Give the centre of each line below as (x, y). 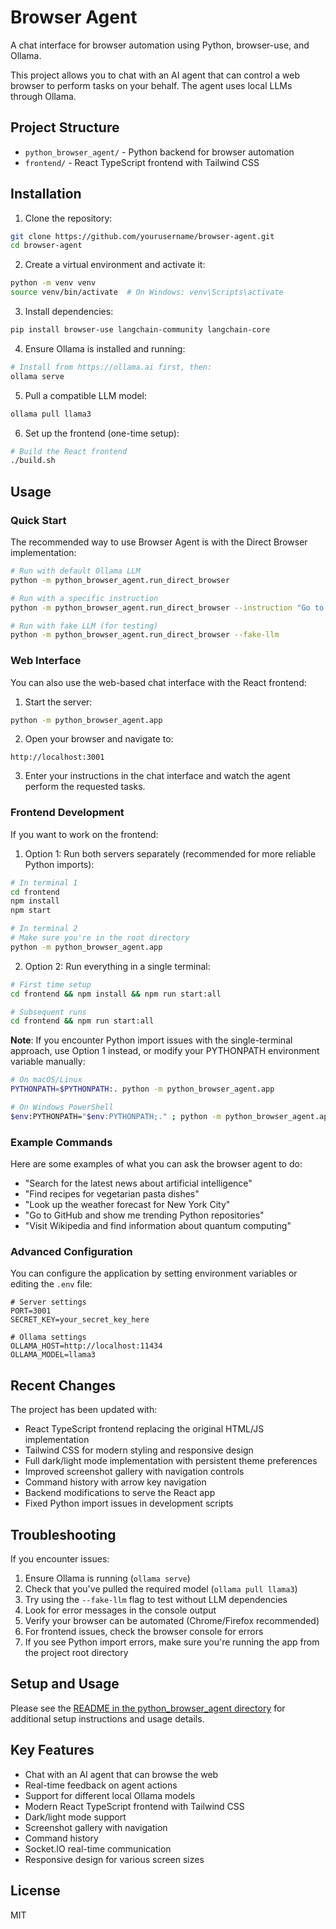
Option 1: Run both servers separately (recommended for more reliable (170, 853)
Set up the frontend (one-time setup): (102, 433)
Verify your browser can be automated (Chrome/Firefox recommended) (172, 1621)
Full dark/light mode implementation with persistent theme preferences (171, 1461)
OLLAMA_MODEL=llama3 (53, 1355)
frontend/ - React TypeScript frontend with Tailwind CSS (142, 162)
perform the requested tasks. (85, 787)
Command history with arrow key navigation (115, 1482)
